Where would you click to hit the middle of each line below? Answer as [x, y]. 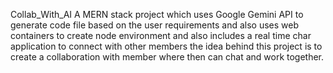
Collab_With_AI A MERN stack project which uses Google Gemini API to [157, 14]
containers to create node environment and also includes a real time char [161, 35]
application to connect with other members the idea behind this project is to [166, 46]
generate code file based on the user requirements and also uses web [155, 25]
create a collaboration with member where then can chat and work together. [167, 57]
